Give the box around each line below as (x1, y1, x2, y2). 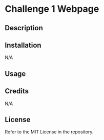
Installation (5, 41, 41, 49)
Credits (5, 87, 29, 95)
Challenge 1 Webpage (5, 3, 99, 15)
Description (5, 24, 43, 32)
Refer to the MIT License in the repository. (5, 129, 94, 135)
